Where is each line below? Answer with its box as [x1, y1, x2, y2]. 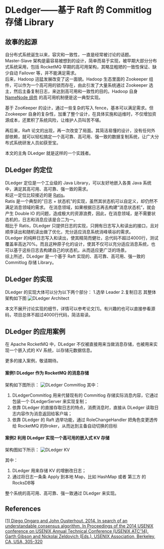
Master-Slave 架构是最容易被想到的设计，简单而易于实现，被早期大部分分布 [5, 58, 157, 64]
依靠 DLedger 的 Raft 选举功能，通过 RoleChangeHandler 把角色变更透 [12, 417, 154, 423]
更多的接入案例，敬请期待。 [5, 358, 61, 364]
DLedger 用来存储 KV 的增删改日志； [12, 467, 86, 473]
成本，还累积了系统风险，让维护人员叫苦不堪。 [9, 117, 103, 123]
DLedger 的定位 [5, 166, 53, 174]
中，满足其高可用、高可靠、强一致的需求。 [5, 186, 91, 191]
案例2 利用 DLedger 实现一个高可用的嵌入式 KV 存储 [5, 435, 110, 441]
